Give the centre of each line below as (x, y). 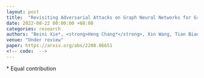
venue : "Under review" (35, 40)
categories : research (34, 29)
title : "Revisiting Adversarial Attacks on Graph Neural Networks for (99, 18)
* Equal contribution (31, 68)
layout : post (23, 12)
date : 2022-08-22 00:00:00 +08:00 (50, 23)
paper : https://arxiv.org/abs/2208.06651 (59, 46)
